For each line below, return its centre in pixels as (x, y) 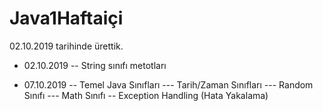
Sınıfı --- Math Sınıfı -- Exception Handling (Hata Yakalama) (146, 95)
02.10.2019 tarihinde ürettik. (66, 46)
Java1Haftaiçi (66, 18)
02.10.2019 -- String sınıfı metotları (95, 65)
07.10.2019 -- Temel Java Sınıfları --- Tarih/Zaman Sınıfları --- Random (168, 84)
